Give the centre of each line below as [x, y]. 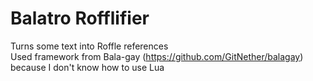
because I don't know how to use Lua [87, 67]
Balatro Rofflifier [80, 18]
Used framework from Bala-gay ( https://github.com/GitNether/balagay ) [157, 56]
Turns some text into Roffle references [89, 46]
